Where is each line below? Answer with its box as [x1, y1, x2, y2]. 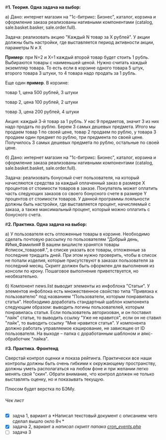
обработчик [5, 336, 31, 341]
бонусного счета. [5, 212, 42, 218]
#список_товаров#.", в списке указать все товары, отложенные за [5, 247, 146, 253]
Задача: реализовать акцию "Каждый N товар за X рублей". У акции [5, 34, 150, 40]
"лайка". [31, 336, 49, 341]
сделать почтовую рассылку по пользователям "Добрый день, [5, 236, 139, 242]
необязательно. [5, 273, 39, 279]
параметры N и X [5, 45, 42, 50]
